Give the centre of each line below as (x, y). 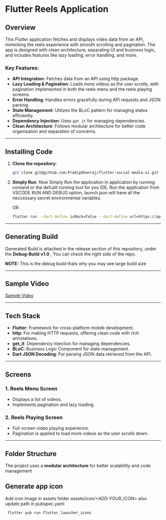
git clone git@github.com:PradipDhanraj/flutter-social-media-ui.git (85, 173)
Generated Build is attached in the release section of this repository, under (81, 248)
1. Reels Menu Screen (31, 389)
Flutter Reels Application (57, 9)
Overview (21, 28)
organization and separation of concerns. (54, 131)
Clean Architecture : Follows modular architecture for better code (79, 126)
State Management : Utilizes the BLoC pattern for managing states (80, 111)
